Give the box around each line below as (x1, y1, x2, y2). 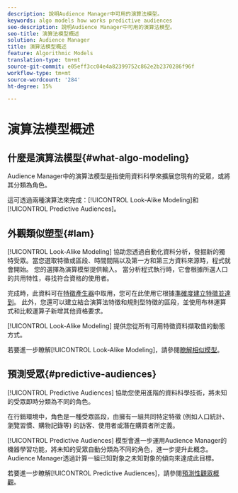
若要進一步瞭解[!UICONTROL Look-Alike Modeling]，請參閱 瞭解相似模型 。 (7, 346, 224, 354)
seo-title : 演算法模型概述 (7, 30, 80, 37)
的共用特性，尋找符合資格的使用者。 (7, 274, 113, 283)
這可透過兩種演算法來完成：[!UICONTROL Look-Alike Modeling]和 (7, 196, 199, 204)
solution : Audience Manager (7, 37, 91, 44)
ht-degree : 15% (7, 83, 52, 90)
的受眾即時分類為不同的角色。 (7, 397, 94, 405)
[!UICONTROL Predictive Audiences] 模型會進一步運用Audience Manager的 (7, 436, 227, 444)
